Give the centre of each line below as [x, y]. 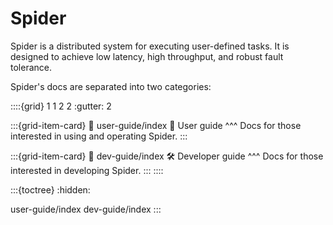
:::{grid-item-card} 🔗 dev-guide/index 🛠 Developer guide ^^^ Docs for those [167, 156]
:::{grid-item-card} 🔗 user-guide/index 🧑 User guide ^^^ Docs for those [156, 125]
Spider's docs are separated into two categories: [111, 86]
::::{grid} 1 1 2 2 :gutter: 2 [61, 106]
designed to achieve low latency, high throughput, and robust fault [147, 56]
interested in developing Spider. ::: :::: [87, 170]
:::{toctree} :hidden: [50, 189]
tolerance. [31, 67]
